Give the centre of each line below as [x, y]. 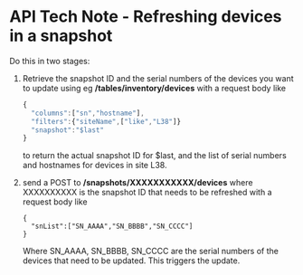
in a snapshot [61, 36]
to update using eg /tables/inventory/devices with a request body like [154, 88]
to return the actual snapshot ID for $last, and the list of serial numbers [154, 156]
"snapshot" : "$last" [68, 130]
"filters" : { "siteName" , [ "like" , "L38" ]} [106, 121]
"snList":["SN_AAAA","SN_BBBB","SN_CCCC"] [112, 227]
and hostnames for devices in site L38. [95, 166]
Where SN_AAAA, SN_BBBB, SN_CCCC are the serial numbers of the [150, 251]
